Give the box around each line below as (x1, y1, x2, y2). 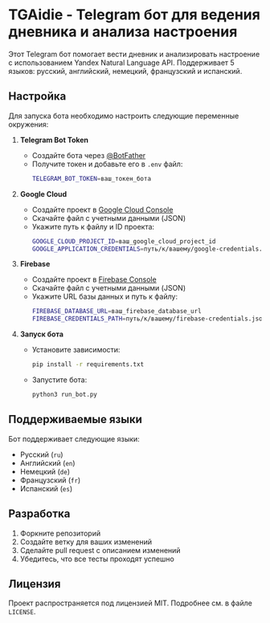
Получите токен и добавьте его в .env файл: (31, 159, 183, 169)
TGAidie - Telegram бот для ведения (8, 6, 261, 24)
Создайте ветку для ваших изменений (19, 536, 153, 547)
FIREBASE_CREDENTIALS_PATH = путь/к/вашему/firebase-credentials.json (31, 315, 267, 323)
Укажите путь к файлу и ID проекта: (31, 222, 155, 231)
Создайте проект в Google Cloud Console (31, 205, 174, 214)
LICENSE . (8, 607, 36, 617)
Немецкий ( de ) (19, 466, 71, 476)
